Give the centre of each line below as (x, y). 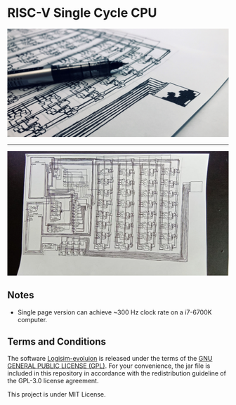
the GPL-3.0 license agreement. (53, 381)
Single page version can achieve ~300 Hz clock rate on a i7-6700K (114, 312)
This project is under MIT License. (57, 394)
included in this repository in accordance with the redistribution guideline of (117, 373)
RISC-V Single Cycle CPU (82, 13)
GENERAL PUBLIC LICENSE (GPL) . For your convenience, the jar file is (109, 366)
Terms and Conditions (57, 341)
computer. (32, 319)
